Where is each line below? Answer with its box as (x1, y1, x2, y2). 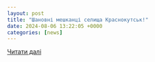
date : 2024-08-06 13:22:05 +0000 (7, 22, 103, 29)
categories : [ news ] (7, 29, 63, 36)
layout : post (7, 10, 45, 17)
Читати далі (7, 48, 42, 56)
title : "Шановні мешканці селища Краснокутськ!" (7, 16, 149, 23)
